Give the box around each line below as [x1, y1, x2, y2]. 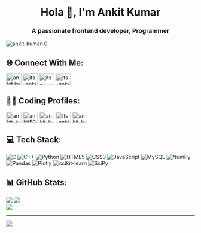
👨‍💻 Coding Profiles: [6, 96, 80, 106]
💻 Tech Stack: [6, 134, 62, 145]
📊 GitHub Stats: [6, 177, 68, 188]
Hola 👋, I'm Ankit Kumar [40, 5, 161, 19]
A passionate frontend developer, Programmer [31, 27, 170, 35]
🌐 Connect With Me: [6, 57, 84, 68]
